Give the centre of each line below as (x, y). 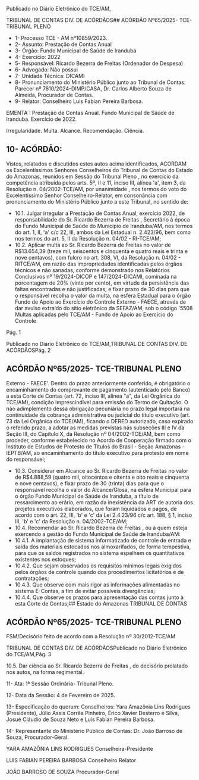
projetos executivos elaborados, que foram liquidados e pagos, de (96, 508)
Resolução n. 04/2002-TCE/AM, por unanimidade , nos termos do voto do (97, 189)
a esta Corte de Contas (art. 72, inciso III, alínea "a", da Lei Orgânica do (93, 396)
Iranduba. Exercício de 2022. (42, 119)
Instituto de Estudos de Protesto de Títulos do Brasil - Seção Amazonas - (96, 447)
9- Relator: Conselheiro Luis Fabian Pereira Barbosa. (79, 101)
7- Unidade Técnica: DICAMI (50, 76)
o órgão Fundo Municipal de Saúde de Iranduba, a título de (87, 496)
